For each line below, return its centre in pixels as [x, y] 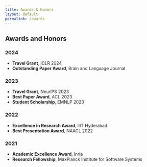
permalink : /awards [25, 19]
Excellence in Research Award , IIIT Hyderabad [60, 125]
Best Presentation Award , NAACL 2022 [52, 131]
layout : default [22, 14]
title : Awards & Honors [29, 10]
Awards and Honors [36, 38]
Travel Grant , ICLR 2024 [37, 63]
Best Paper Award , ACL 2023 [42, 97]
